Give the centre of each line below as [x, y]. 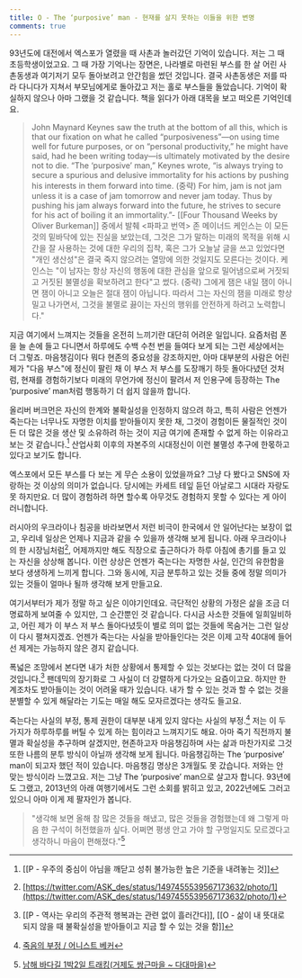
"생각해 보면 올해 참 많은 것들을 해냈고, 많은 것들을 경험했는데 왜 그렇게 [155, 819]
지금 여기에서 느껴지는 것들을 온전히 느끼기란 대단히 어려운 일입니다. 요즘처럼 [144, 335]
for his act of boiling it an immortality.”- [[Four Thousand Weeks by [155, 215]
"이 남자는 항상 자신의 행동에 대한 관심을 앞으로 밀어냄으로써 [160, 270]
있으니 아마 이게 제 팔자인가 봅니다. [71, 799]
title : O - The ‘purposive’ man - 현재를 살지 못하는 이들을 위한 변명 [132, 18]
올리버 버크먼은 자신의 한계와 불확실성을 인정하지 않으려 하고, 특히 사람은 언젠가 [148, 409]
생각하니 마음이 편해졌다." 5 [78, 840]
